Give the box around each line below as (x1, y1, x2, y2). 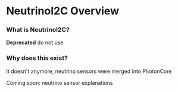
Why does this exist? (6, 54, 68, 62)
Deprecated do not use (6, 39, 64, 46)
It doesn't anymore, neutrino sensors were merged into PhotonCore (6, 68, 172, 75)
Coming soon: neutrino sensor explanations (6, 79, 113, 86)
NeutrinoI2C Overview (6, 4, 120, 18)
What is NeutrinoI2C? (6, 26, 70, 34)
